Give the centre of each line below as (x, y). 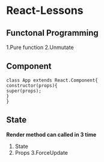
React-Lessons (45, 11)
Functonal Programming (53, 33)
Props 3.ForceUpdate (41, 152)
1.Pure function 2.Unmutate (40, 47)
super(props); (24, 91)
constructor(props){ (32, 85)
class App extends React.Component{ (52, 80)
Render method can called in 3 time (51, 134)
